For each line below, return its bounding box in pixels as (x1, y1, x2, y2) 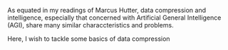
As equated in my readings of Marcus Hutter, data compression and (7, 6, 207, 14)
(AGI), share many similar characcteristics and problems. (7, 21, 174, 29)
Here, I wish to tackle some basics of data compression (7, 35, 170, 43)
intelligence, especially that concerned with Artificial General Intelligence (7, 13, 222, 22)
